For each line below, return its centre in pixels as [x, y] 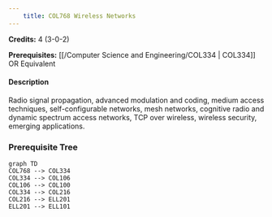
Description [29, 82]
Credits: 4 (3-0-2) [39, 39]
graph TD [23, 164]
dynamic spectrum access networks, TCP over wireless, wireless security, [133, 117]
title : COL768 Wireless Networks [80, 16]
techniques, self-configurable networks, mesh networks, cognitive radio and [136, 108]
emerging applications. [47, 126]
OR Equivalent [32, 63]
